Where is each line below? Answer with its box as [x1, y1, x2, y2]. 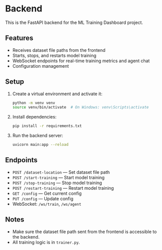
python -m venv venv [12, 100, 55, 105]
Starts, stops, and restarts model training [12, 52, 97, 58]
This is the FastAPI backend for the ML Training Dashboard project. [5, 19, 144, 25]
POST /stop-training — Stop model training [12, 180, 102, 186]
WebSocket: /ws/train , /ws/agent [12, 201, 81, 207]
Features [5, 34, 33, 42]
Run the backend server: [12, 132, 63, 138]
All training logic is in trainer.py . [12, 239, 80, 245]
